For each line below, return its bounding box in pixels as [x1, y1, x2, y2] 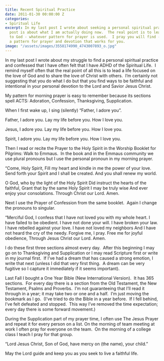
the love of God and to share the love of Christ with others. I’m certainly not [5, 72, 158, 78]
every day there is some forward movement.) [5, 306, 96, 312]
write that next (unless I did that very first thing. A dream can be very [5, 260, 145, 266]
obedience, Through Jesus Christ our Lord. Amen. [5, 235, 106, 241]
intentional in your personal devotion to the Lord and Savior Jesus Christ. [5, 83, 152, 89]
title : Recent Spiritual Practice [5, 7, 76, 12]
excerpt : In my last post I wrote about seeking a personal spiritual [5, 25, 152, 30]
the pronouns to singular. [5, 205, 55, 211]
